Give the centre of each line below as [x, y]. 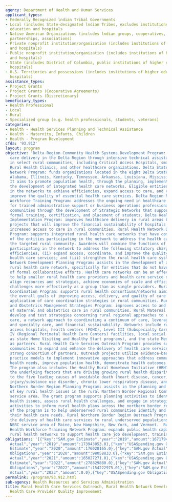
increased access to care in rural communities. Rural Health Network [87, 229]
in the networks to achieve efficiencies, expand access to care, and [87, 191]
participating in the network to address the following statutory [82, 248]
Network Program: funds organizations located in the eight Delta [82, 172]
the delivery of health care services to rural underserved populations [89, 420]
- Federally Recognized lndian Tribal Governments [60, 19]
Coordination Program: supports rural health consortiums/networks [83, 291]
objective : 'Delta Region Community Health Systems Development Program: [86, 153]
